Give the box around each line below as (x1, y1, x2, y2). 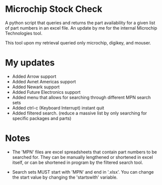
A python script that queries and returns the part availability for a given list (5, 20, 156, 26)
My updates (5, 57, 55, 69)
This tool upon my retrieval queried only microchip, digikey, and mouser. (5, 39, 151, 45)
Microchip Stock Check (5, 3, 103, 15)
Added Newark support (12, 84, 60, 90)
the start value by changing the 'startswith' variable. (12, 174, 118, 180)
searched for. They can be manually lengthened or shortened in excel (12, 154, 153, 160)
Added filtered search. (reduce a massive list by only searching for (12, 110, 147, 116)
